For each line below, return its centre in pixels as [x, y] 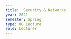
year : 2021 [17, 15]
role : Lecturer [21, 29]
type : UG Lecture [23, 24]
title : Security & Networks [36, 10]
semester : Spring [23, 19]
